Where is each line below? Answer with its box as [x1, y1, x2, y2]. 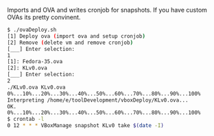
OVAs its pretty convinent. [7, 13, 81, 21]
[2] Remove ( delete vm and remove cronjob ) [7, 39, 134, 46]
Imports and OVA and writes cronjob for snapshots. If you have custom [7, 6, 208, 14]
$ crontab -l [7, 116, 45, 123]
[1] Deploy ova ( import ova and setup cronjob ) [7, 32, 146, 40]
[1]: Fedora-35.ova [7, 58, 63, 65]
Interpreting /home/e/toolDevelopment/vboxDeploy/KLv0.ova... [7, 96, 189, 104]
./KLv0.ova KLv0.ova [7, 84, 67, 91]
